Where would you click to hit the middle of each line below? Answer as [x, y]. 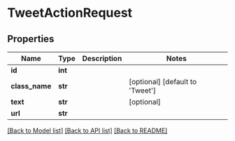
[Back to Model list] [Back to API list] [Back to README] [87, 130]
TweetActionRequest [70, 13]
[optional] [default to [163, 82]
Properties [31, 39]
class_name [31, 86]
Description [102, 59]
